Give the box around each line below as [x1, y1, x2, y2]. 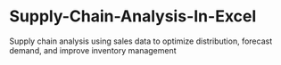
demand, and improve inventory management [9, 45, 177, 55]
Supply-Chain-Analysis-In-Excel [9, 6, 257, 27]
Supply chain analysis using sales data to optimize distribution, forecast [9, 36, 273, 46]
